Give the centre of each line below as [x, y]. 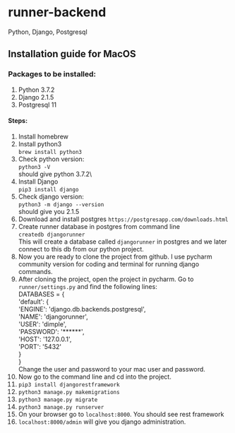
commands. [35, 271]
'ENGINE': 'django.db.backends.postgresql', [82, 309]
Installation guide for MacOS [72, 54]
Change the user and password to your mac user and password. [112, 369]
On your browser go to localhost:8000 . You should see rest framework [121, 414]
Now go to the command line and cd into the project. [95, 376]
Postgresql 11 [37, 105]
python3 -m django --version [61, 204]
